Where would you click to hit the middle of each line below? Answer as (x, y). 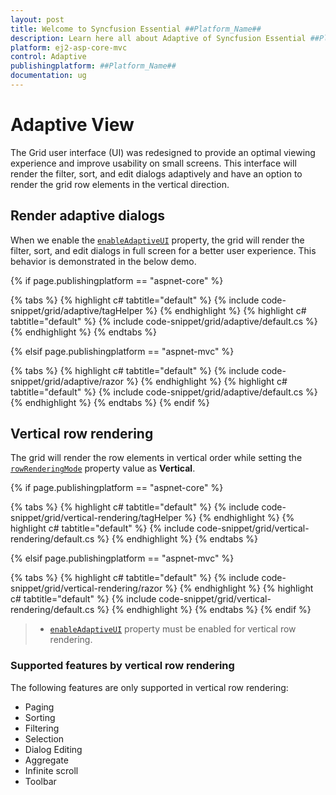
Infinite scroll (51, 770)
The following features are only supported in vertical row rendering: (149, 687)
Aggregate (46, 760)
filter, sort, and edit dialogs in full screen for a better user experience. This (163, 250)
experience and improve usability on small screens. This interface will (153, 163)
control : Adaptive (48, 57)
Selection (44, 738)
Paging (39, 707)
